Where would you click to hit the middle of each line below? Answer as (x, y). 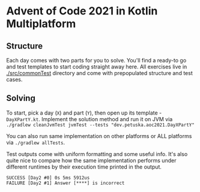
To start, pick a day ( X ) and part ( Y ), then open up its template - (84, 113)
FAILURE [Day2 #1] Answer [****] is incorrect (65, 183)
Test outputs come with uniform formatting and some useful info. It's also (97, 154)
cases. (14, 79)
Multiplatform (41, 24)
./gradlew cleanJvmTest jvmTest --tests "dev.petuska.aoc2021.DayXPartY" (101, 125)
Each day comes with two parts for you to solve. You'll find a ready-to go (96, 60)
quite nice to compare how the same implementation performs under (91, 160)
